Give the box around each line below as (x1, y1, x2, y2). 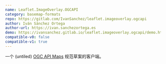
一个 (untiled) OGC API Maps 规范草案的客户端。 (5, 53, 104, 59)
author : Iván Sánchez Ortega (5, 21, 65, 26)
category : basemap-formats (5, 12, 61, 17)
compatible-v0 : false (5, 35, 50, 40)
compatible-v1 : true (5, 39, 48, 44)
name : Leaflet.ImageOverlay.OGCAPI (5, 7, 79, 12)
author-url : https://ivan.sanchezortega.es (5, 26, 96, 31)
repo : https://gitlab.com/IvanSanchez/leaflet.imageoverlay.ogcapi (5, 16, 147, 21)
